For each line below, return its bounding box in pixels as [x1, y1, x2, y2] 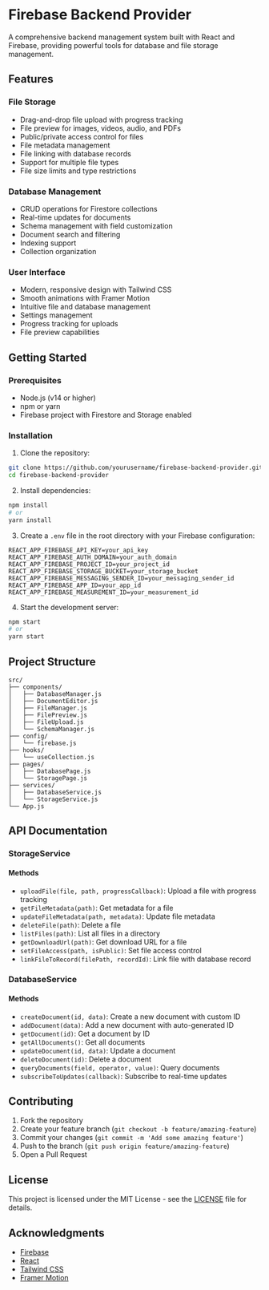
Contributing [8, 1094, 74, 1108]
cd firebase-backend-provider [8, 471, 110, 479]
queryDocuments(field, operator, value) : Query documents [19, 1062, 220, 1072]
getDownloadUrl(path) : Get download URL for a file [19, 936, 187, 947]
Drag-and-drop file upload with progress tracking [19, 115, 183, 124]
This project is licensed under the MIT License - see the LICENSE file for [8, 1195, 247, 1204]
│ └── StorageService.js [8, 795, 98, 803]
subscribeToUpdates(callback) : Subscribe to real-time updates [19, 1071, 227, 1081]
